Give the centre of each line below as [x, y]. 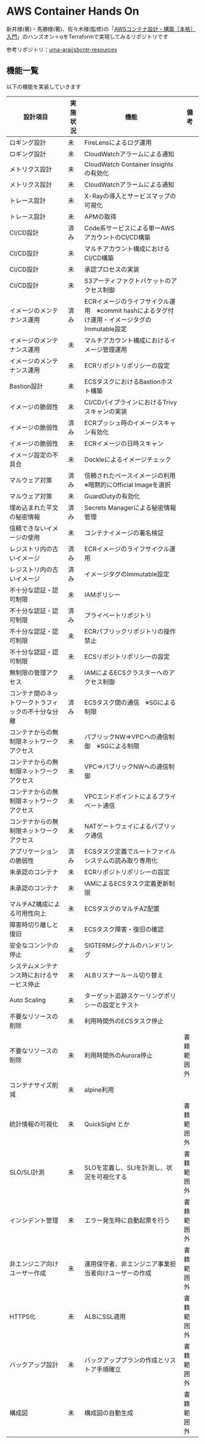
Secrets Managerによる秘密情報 [130, 507]
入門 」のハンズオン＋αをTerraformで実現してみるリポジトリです [88, 36]
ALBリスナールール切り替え [124, 975]
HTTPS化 [23, 1316]
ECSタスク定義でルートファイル [130, 851]
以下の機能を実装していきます [44, 86]
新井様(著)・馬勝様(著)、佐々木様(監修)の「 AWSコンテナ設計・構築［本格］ [101, 29]
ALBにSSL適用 [105, 1316]
